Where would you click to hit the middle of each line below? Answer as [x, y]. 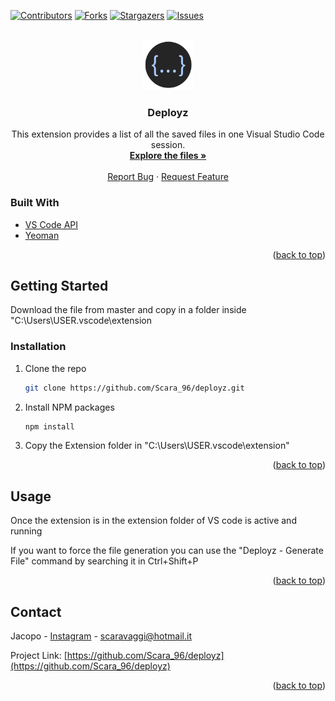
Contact [36, 611]
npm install [49, 426]
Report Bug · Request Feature [168, 177]
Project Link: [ [39, 656]
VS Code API [51, 224]
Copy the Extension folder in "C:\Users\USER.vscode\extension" [157, 446]
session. [168, 145]
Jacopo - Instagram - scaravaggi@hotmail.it [101, 636]
